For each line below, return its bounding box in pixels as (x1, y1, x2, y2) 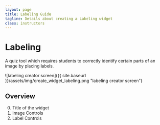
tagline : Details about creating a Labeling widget (5, 16, 113, 21)
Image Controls (12, 110, 44, 116)
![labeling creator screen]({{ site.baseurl (5, 73, 86, 79)
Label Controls (12, 115, 42, 121)
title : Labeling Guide (5, 12, 51, 17)
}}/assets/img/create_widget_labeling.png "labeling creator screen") (5, 78, 143, 83)
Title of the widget (12, 105, 49, 110)
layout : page (5, 7, 32, 12)
